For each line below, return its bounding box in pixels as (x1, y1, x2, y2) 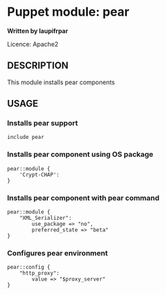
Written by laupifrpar (7, 27, 69, 35)
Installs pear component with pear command (7, 193, 160, 203)
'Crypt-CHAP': (19, 171, 60, 178)
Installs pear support (7, 118, 78, 128)
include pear (7, 134, 45, 141)
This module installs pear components (7, 78, 115, 86)
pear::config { (7, 264, 51, 271)
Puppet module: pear (7, 4, 130, 20)
